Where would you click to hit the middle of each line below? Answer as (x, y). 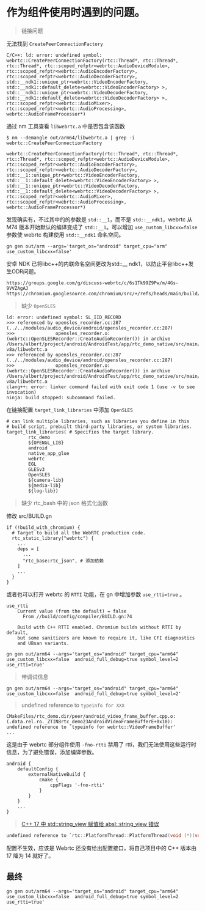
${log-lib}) (44, 491)
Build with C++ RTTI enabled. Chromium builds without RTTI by (99, 627)
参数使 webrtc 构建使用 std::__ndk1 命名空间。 (65, 234)
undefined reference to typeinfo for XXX (73, 705)
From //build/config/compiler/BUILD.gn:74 (77, 616)
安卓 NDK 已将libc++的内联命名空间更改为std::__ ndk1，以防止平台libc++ (98, 264)
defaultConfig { (38, 769)
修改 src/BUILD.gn (29, 516)
